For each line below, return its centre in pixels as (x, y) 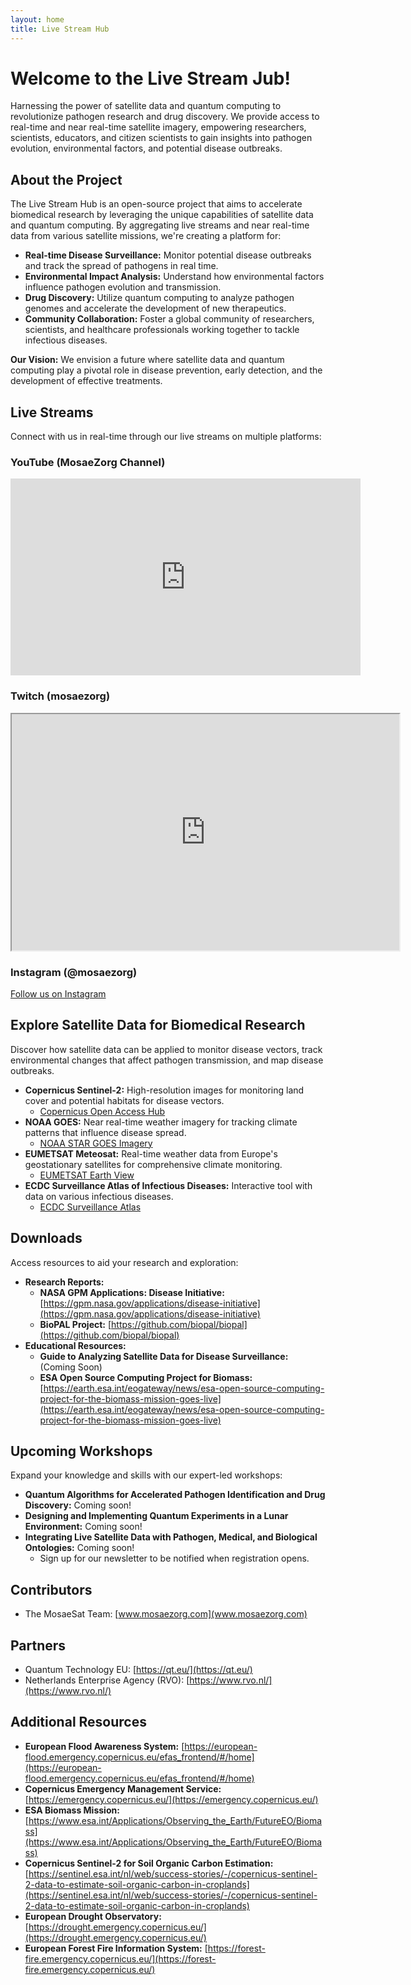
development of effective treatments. (86, 381)
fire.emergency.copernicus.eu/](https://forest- (120, 1958)
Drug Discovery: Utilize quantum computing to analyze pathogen (159, 298)
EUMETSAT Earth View (87, 1175)
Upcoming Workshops (81, 1451)
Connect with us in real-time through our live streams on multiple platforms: (166, 437)
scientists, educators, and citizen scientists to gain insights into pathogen (161, 138)
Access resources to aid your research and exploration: (124, 1262)
